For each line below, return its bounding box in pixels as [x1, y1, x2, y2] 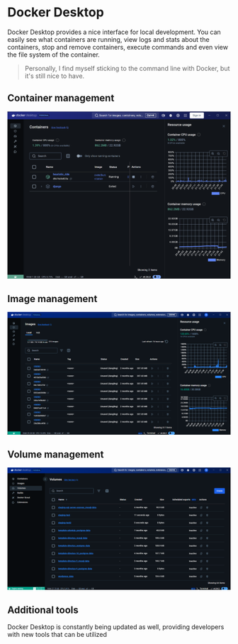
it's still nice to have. [24, 72, 85, 80]
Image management [7, 292, 98, 305]
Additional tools [7, 604, 79, 616]
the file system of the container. [7, 50, 101, 59]
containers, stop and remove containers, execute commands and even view [7, 43, 229, 51]
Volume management [7, 448, 104, 460]
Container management [7, 92, 115, 104]
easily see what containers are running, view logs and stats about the [7, 35, 210, 43]
